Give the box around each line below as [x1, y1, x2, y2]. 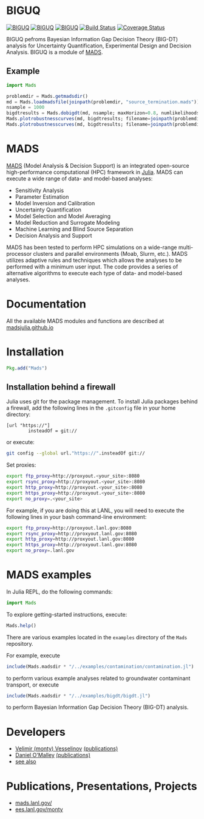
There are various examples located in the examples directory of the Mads [6, 633, 188, 641]
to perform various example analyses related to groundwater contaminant [6, 674, 191, 682]
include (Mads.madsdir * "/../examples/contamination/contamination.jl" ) [6, 663, 194, 670]
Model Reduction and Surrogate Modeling [15, 219, 120, 226]
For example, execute [6, 651, 61, 659]
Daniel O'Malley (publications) [15, 752, 91, 759]
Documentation [6, 297, 87, 310]
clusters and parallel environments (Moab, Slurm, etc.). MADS [33, 250, 188, 257]
